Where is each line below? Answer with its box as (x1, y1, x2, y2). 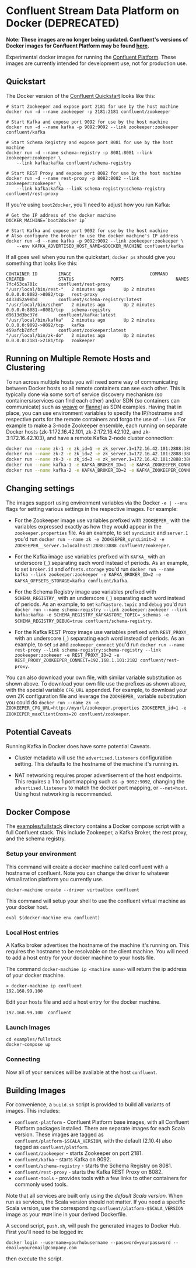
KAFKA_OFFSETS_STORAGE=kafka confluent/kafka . (14, 577, 129, 584)
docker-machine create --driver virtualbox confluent (6, 887, 140, 893)
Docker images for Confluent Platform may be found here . (6, 42, 150, 49)
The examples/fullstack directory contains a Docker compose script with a (6, 823, 185, 830)
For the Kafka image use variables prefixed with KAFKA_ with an (14, 553, 166, 560)
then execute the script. (6, 1255, 63, 1262)
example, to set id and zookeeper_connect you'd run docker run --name (14, 640, 185, 648)
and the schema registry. (6, 835, 66, 842)
